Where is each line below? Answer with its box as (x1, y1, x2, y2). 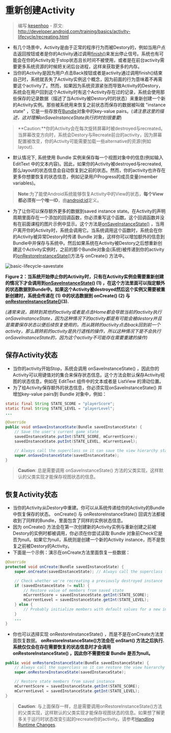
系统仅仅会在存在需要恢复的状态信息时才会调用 (12, 644, 111, 650)
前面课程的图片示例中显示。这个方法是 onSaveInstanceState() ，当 (21, 221, 160, 227)
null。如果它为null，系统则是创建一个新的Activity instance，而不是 (21, 537, 161, 543)
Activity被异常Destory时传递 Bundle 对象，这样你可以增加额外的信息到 (17, 233, 165, 240)
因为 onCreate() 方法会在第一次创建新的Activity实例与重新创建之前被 (12, 524, 157, 530)
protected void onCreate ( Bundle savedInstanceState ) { (5, 564, 124, 570)
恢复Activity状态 (5, 490, 58, 499)
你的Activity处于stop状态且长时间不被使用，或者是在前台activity (26, 57, 160, 63)
